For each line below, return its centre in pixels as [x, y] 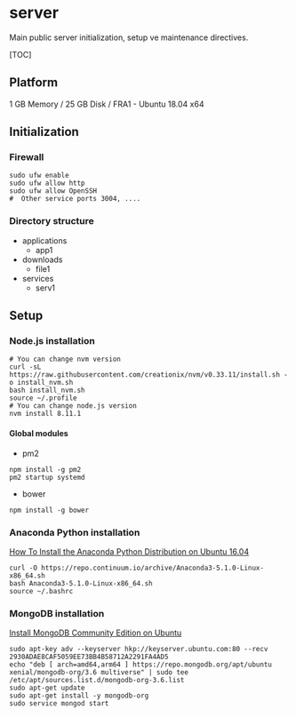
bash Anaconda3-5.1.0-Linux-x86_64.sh [81, 583]
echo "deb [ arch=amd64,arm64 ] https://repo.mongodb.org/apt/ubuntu [141, 665]
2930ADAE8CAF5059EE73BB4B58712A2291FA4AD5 [89, 657]
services [38, 278]
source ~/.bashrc [41, 591]
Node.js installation [52, 341]
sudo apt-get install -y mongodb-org [79, 696]
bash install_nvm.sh [48, 390]
